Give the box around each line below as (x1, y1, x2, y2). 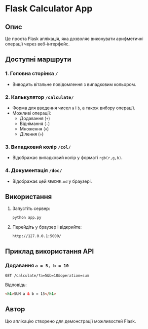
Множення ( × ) (19, 125, 49, 131)
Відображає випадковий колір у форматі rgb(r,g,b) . (12, 155, 123, 161)
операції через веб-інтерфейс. (5, 41, 70, 47)
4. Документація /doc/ (5, 167, 63, 174)
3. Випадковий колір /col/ (5, 143, 71, 150)
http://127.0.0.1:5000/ (12, 234, 62, 239)
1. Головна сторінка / (5, 70, 58, 77)
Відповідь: (5, 282, 27, 288)
